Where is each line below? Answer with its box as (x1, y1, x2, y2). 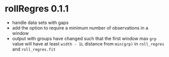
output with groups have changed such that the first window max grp (12, 35, 157, 41)
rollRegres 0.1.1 (5, 3, 69, 14)
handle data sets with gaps (12, 19, 69, 25)
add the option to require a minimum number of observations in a (12, 24, 148, 30)
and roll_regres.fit (12, 46, 56, 52)
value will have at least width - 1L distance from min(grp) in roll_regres (12, 40, 164, 46)
